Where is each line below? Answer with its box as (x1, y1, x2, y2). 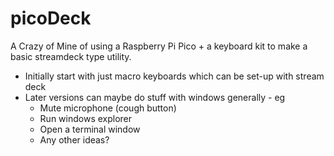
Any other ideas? (39, 133, 110, 146)
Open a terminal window (39, 123, 141, 135)
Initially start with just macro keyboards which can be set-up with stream (24, 70, 325, 82)
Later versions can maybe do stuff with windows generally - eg (24, 91, 286, 103)
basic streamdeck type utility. (10, 50, 132, 62)
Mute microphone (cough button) (39, 102, 177, 114)
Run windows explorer (39, 112, 133, 124)
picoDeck (10, 7, 92, 30)
